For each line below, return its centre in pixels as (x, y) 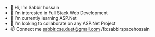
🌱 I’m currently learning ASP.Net (43, 18)
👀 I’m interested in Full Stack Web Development (59, 13)
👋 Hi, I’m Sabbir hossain (34, 8)
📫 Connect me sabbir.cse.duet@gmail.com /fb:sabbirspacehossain (80, 29)
